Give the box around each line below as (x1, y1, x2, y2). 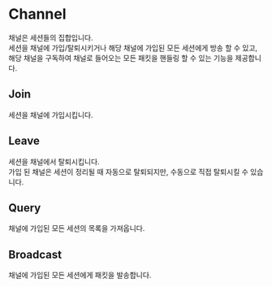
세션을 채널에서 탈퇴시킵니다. (8, 156, 100, 167)
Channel (8, 5, 67, 24)
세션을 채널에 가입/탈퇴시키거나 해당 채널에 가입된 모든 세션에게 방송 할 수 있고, (8, 42, 258, 53)
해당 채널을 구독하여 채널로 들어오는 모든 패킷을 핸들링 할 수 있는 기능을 (8, 53, 234, 63)
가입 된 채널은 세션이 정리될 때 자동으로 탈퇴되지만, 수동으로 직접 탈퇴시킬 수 (8, 167, 249, 176)
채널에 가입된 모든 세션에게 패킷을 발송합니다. (8, 270, 152, 280)
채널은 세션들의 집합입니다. (8, 33, 93, 42)
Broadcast (8, 247, 63, 261)
